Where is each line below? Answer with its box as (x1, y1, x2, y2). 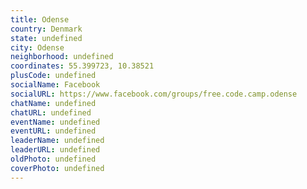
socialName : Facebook (10, 80, 101, 90)
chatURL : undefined (10, 107, 92, 118)
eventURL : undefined (10, 126, 97, 136)
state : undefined (10, 33, 83, 43)
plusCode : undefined (10, 71, 97, 81)
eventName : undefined (10, 117, 101, 127)
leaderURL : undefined (10, 145, 101, 155)
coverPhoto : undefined (10, 163, 105, 173)
